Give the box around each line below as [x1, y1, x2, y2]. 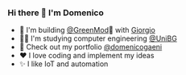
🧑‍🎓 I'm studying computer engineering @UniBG [19, 34, 178, 43]
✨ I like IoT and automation [19, 59, 109, 69]
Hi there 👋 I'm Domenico [7, 7, 104, 18]
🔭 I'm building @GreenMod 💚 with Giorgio [19, 26, 156, 35]
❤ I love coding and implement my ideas [19, 51, 155, 61]
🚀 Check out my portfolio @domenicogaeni [19, 42, 163, 52]
